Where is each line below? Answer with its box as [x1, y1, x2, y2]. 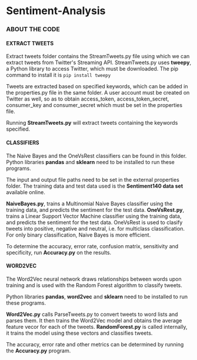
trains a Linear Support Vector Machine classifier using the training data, [6, 212, 182, 219]
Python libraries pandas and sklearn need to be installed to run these [6, 158, 175, 165]
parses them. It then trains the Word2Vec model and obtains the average [6, 316, 182, 324]
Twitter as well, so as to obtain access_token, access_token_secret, [6, 95, 169, 102]
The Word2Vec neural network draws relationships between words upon [6, 275, 182, 282]
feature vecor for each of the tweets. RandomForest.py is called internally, [6, 323, 188, 330]
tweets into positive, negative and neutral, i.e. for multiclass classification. [6, 225, 185, 232]
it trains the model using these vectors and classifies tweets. [6, 329, 153, 336]
